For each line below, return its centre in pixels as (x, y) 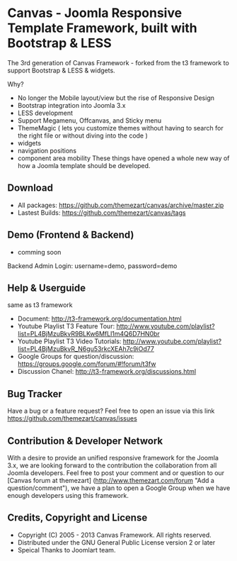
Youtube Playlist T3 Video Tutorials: (69, 341)
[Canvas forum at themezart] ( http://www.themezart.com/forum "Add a (111, 481)
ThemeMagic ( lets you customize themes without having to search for (121, 128)
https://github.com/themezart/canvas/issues (73, 418)
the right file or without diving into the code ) (83, 135)
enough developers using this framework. (68, 495)
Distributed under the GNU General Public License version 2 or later (116, 542)
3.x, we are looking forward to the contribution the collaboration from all (112, 465)
